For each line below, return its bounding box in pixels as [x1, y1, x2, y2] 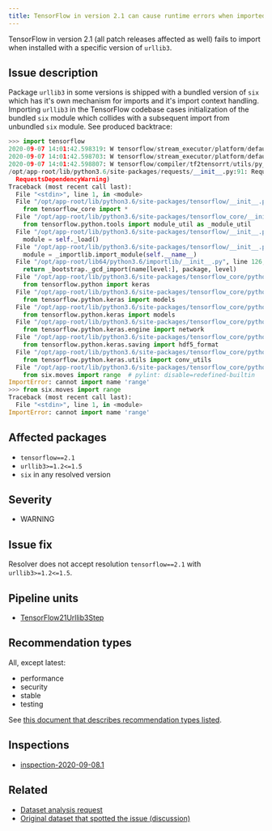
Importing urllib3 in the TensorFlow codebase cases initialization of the [8, 104, 249, 114]
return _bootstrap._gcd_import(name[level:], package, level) [23, 265, 237, 273]
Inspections [8, 738, 70, 753]
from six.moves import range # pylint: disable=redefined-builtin [23, 371, 255, 379]
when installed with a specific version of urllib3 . [8, 42, 172, 53]
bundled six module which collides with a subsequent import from [8, 113, 230, 123]
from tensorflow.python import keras [23, 281, 151, 289]
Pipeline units [8, 591, 79, 605]
